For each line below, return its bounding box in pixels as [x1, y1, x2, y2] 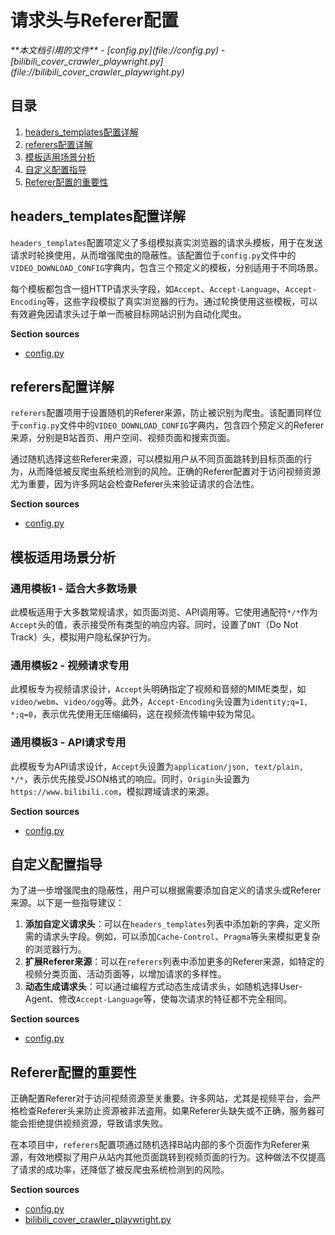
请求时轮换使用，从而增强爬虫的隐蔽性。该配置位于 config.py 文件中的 [10, 249, 297, 261]
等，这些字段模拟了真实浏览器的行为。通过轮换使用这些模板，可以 [46, 295, 318, 307]
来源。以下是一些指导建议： [10, 897, 125, 909]
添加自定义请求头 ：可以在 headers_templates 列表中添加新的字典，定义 [24, 918, 312, 930]
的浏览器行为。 [24, 943, 87, 955]
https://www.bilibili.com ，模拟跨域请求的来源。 [10, 785, 215, 797]
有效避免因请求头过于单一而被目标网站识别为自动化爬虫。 [10, 307, 247, 320]
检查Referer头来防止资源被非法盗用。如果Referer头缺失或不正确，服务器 [18, 1105, 317, 1117]
